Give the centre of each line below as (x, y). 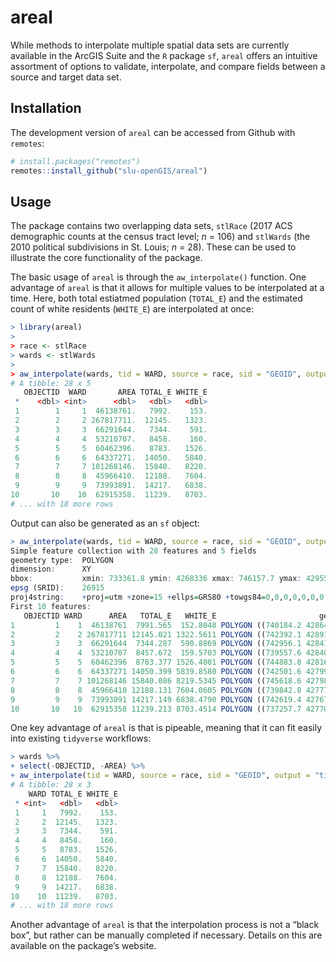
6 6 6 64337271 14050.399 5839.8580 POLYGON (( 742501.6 (156, 672)
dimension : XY (51, 569)
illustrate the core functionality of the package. (106, 258)
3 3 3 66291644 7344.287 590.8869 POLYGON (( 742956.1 (156, 644)
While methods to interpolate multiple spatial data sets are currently (150, 45)
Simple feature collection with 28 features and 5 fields (133, 551)
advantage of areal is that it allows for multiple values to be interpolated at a (167, 288)
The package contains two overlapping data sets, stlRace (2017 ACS (151, 226)
